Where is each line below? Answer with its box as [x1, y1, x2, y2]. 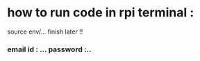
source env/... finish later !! [7, 27, 83, 36]
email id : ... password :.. [7, 45, 92, 54]
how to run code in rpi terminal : [7, 5, 194, 21]
